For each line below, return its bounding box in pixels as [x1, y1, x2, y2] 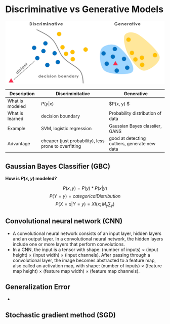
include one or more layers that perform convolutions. [12, 241, 125, 247]
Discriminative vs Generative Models [5, 4, 163, 15]
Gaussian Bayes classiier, [109, 123, 162, 129]
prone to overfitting [41, 143, 81, 149]
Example [7, 126, 26, 131]
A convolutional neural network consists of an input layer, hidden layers [12, 230, 162, 236]
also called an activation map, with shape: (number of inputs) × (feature [12, 262, 162, 269]
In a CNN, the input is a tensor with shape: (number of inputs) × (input [12, 247, 158, 253]
